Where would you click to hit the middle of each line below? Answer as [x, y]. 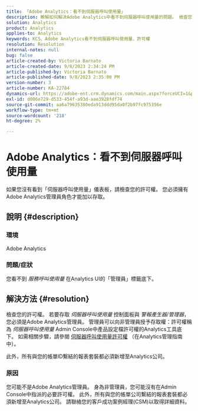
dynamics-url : [24, 94]
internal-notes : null [33, 50]
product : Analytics [30, 28]
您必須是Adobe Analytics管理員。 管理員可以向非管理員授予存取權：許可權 [96, 321]
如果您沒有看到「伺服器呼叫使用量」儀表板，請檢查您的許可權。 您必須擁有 [97, 190]
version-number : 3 [29, 83]
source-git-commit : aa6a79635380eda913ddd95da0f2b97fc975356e [84, 105]
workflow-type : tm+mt [33, 110]
